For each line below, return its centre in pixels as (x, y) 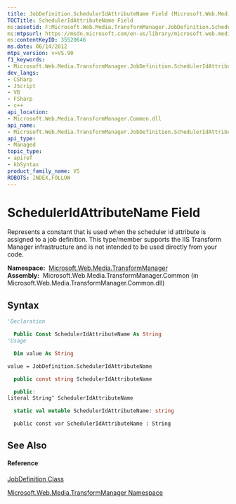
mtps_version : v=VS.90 (40, 54)
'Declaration (26, 321)
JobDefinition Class (36, 479)
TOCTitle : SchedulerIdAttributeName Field (70, 20)
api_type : (22, 138)
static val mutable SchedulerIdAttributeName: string (94, 411)
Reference (23, 463)
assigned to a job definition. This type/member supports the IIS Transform (114, 240)
